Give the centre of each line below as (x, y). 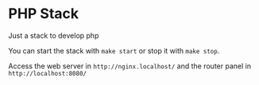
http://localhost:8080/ (48, 73)
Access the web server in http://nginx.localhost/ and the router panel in (130, 66)
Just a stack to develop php (54, 35)
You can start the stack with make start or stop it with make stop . (114, 50)
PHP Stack (44, 14)
